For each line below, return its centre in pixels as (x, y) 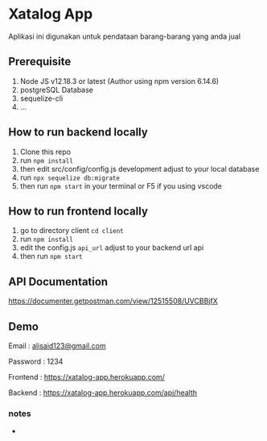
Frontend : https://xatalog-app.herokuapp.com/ (86, 377)
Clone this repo (45, 152)
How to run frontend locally (78, 211)
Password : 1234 (36, 361)
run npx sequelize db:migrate (70, 177)
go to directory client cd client (72, 231)
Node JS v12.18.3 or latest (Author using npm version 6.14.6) (119, 81)
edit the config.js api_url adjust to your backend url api (112, 248)
